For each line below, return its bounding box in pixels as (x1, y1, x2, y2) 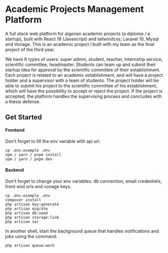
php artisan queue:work (5, 243, 55, 248)
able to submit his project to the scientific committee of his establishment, (5, 82, 157, 88)
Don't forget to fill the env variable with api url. (5, 138, 101, 144)
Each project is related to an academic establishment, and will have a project (5, 72, 163, 78)
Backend (5, 167, 24, 173)
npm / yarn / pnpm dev (5, 156, 52, 162)
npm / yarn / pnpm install (5, 152, 61, 157)
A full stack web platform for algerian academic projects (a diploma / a (5, 30, 150, 36)
